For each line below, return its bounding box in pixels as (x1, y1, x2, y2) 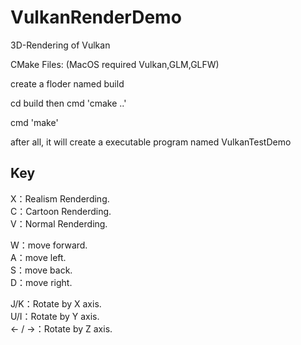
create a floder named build (10, 77, 125, 90)
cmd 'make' (10, 116, 59, 128)
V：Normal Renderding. (10, 217, 108, 230)
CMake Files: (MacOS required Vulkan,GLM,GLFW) (10, 58, 220, 70)
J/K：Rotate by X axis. (10, 297, 102, 310)
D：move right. (10, 276, 73, 288)
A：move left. (10, 251, 67, 263)
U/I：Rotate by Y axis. (10, 310, 100, 322)
